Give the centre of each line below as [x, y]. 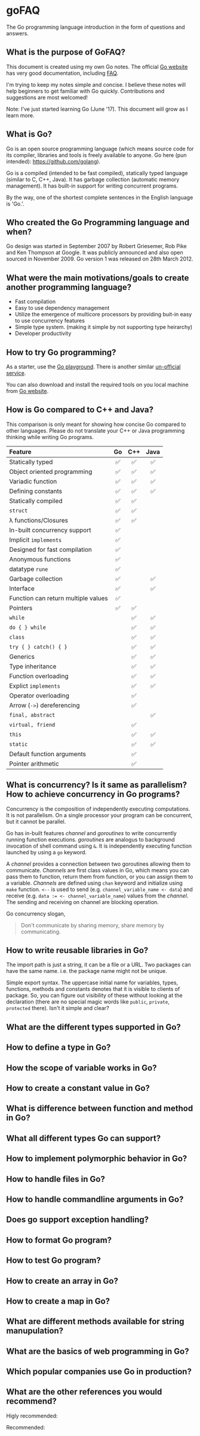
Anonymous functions [40, 559]
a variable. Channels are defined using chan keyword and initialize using [95, 883]
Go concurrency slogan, [36, 914]
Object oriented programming [51, 471]
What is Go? [29, 134]
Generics [22, 657]
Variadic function [33, 481]
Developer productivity [43, 334]
